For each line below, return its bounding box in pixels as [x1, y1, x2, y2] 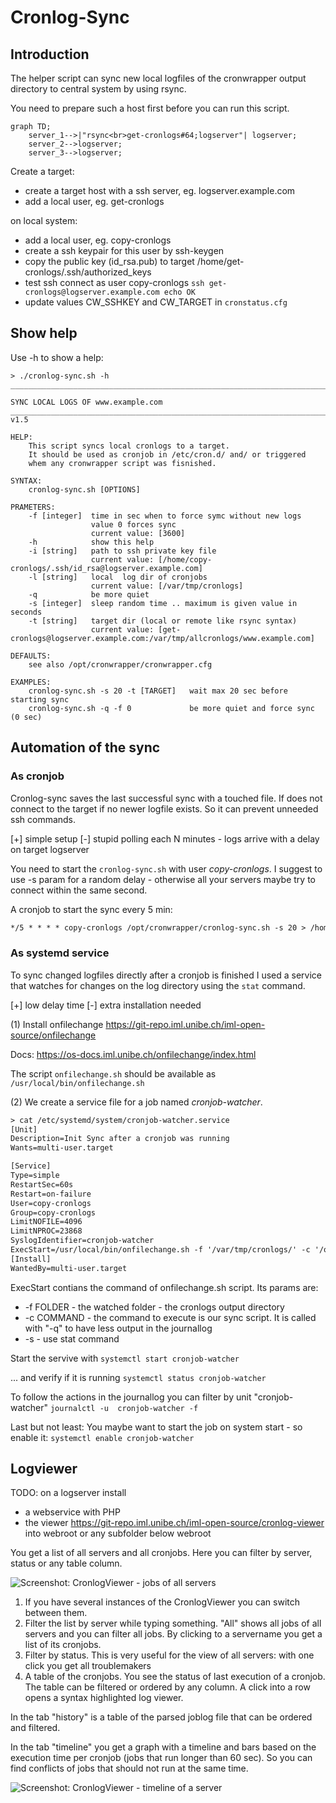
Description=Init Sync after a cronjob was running [10, 1134, 230, 1144]
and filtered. [10, 1722, 61, 1734]
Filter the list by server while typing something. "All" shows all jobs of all [24, 1617, 322, 1630]
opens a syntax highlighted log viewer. [24, 1692, 184, 1704]
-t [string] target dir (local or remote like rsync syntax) [28, 616, 298, 626]
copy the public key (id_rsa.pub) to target [24, 256, 195, 267]
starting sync [10, 694, 70, 705]
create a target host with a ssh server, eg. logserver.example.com [24, 185, 296, 196]
